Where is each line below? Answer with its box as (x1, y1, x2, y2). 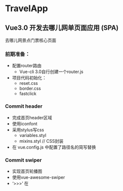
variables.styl (19, 132, 47, 138)
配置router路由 (12, 63, 42, 69)
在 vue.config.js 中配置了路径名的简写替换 (12, 144, 96, 150)
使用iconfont (12, 120, 37, 127)
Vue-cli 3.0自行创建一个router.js (19, 69, 84, 75)
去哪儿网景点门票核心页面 (5, 38, 56, 43)
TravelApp (5, 3, 48, 14)
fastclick (19, 91, 36, 96)
